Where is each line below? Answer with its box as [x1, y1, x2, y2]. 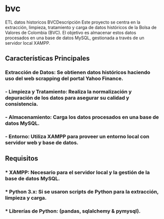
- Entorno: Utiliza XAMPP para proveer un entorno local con [5, 133, 149, 140]
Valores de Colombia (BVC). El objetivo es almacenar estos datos [5, 29, 136, 35]
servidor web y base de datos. [5, 139, 79, 146]
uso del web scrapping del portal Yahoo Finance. [5, 75, 123, 82]
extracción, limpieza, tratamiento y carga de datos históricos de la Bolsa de [5, 24, 157, 30]
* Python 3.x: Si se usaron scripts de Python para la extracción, [5, 189, 159, 195]
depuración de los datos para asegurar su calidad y [5, 94, 130, 101]
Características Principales [5, 55, 90, 63]
